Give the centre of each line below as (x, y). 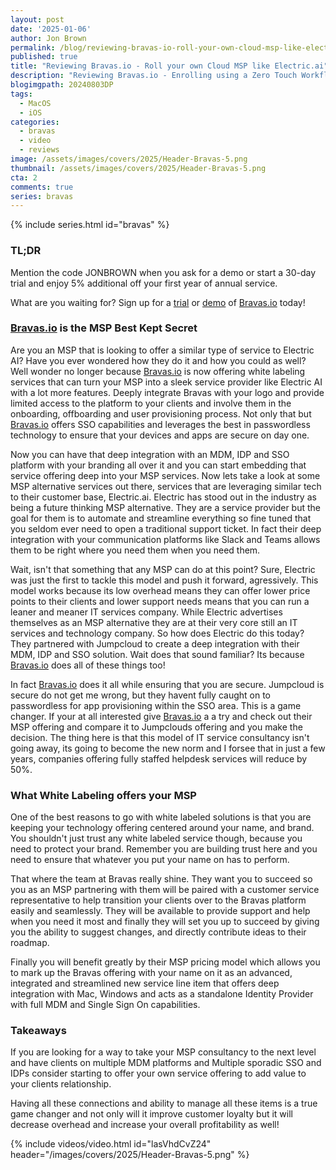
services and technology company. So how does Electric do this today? (157, 633)
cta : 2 (24, 177)
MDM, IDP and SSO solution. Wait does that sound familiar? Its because (157, 654)
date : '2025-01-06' (51, 29)
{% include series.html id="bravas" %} (90, 225)
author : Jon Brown (48, 38)
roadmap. (30, 943)
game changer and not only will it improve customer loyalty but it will (151, 1114)
